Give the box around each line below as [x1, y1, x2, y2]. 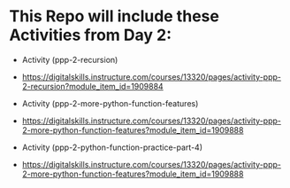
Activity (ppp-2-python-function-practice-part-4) [21, 142, 203, 153]
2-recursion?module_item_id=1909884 [21, 81, 164, 91]
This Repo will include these [9, 6, 219, 27]
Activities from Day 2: [9, 25, 172, 45]
